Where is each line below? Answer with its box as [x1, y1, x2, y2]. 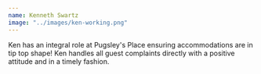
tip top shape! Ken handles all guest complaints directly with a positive [8, 48, 235, 58]
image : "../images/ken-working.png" [8, 19, 128, 26]
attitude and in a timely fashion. [8, 56, 110, 66]
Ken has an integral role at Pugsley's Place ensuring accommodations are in [8, 40, 253, 49]
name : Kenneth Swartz [8, 11, 79, 19]
